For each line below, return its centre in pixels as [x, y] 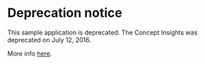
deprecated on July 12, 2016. [49, 39]
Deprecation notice [65, 13]
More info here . [30, 53]
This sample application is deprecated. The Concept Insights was [102, 32]
